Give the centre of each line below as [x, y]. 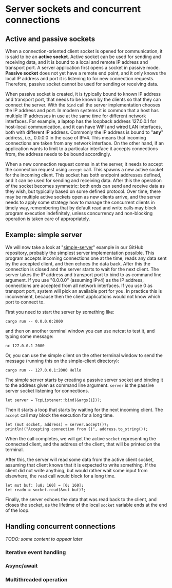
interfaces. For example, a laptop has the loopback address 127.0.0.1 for [81, 121]
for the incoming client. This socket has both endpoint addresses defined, [83, 175]
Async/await [22, 566]
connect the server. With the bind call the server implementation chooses [83, 105]
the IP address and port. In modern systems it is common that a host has [82, 110]
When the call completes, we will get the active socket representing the [81, 438]
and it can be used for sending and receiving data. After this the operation [83, 180]
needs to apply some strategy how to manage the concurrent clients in [80, 202]
